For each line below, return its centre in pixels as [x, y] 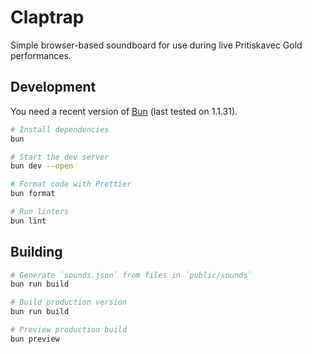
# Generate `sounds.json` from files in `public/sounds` [131, 275]
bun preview [35, 339]
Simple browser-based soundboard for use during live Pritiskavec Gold [156, 45]
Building [36, 252]
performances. [41, 55]
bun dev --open [42, 166]
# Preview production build [69, 330]
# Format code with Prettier [71, 184]
